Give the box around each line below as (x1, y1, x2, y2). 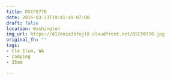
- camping (6, 54, 31, 60)
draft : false (6, 20, 39, 26)
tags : (6, 43, 20, 49)
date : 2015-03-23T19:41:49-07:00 (6, 14, 90, 20)
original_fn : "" (6, 37, 47, 43)
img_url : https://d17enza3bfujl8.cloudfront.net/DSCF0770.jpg (6, 31, 165, 37)
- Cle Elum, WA (6, 48, 44, 54)
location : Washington (6, 25, 61, 32)
